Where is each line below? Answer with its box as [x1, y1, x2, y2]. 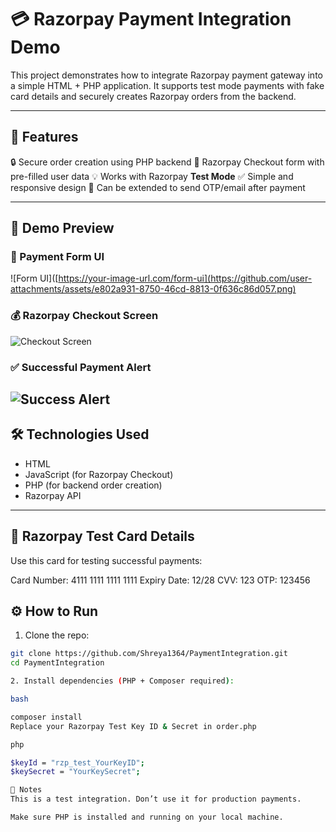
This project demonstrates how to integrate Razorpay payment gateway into [10, 69, 323, 81]
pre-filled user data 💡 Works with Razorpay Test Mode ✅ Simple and [10, 170, 294, 182]
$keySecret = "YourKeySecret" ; [10, 767, 141, 777]
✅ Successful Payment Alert [10, 360, 152, 374]
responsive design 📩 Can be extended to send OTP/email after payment [10, 181, 306, 193]
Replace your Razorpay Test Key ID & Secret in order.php [10, 721, 257, 731]
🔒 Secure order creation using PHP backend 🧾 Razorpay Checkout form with [10, 156, 325, 168]
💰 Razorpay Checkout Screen [10, 309, 159, 323]
